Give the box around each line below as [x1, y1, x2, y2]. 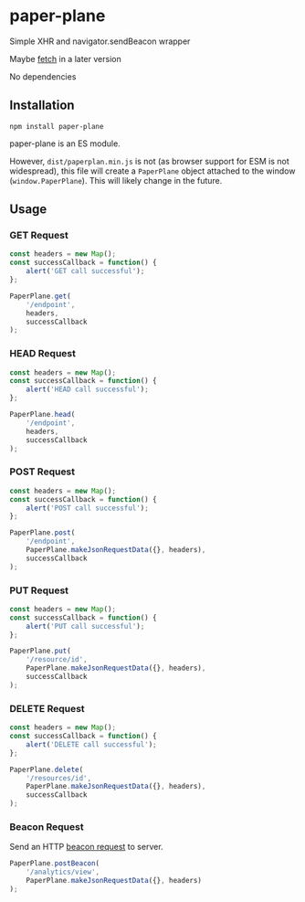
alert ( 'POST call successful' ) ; [26, 504, 149, 513]
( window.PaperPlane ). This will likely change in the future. [9, 175, 223, 186]
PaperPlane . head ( [9, 410, 76, 419]
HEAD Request [9, 347, 76, 360]
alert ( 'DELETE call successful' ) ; [26, 739, 157, 749]
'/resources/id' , [26, 773, 92, 782]
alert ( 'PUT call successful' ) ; [26, 621, 145, 631]
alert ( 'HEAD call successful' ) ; [26, 385, 149, 394]
